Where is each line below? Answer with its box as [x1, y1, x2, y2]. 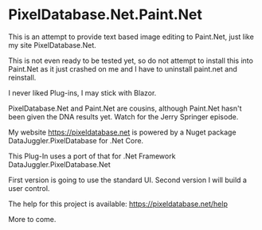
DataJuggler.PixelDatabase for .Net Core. [8, 135, 144, 145]
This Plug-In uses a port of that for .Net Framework [8, 151, 176, 161]
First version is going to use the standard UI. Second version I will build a [8, 175, 247, 185]
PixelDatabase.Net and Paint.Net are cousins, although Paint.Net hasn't [8, 103, 242, 113]
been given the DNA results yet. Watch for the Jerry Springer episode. [8, 111, 239, 121]
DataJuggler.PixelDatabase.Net [8, 159, 111, 169]
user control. [8, 183, 50, 193]
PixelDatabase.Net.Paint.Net [8, 6, 203, 24]
